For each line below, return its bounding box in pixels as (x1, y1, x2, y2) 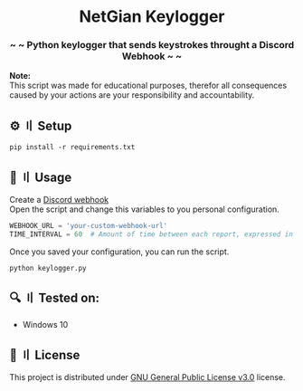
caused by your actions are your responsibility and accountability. (9, 90, 255, 100)
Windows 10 (22, 319, 69, 329)
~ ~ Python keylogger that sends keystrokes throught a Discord (9, 39, 295, 52)
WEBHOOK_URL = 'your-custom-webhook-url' (9, 222, 168, 231)
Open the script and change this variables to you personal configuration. (9, 204, 280, 215)
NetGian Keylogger (79, 6, 225, 27)
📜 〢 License (9, 348, 80, 363)
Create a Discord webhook (9, 195, 109, 205)
